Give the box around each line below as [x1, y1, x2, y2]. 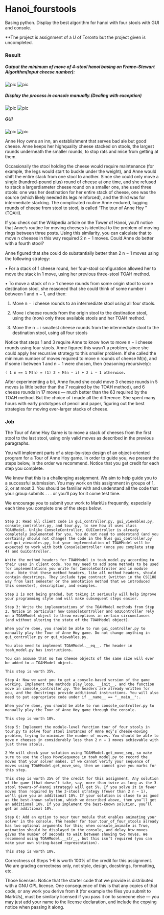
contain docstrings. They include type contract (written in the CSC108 [5, 575, 157, 580]
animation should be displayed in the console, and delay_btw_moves [5, 828, 148, 833]
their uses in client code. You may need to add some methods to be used [5, 562, 159, 567]
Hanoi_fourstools [5, 3, 77, 15]
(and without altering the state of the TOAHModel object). [5, 618, 131, 623]
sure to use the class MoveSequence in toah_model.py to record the [5, 755, 148, 760]
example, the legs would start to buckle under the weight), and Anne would [5, 168, 157, 174]
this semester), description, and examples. [5, 583, 97, 588]
